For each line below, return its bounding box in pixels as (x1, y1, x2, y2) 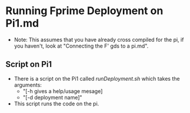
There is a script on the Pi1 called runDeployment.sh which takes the (14, 75, 180, 82)
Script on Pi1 (5, 59, 52, 69)
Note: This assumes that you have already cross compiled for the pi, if (14, 36, 184, 43)
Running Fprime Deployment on (5, 4, 164, 18)
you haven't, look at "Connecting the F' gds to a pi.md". (14, 42, 149, 49)
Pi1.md (5, 16, 39, 30)
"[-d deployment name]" (22, 94, 83, 101)
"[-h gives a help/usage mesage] (22, 87, 103, 95)
